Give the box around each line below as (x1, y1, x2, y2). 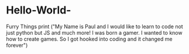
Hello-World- (6, 4, 71, 17)
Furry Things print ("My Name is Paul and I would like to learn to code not (6, 23, 183, 30)
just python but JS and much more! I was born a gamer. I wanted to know (6, 29, 183, 36)
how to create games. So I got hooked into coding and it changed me (6, 35, 173, 42)
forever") (6, 42, 28, 49)
